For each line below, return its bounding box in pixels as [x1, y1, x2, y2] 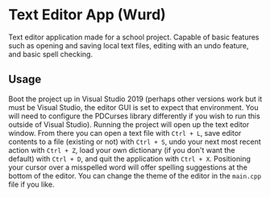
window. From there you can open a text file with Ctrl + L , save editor [8, 128, 242, 137]
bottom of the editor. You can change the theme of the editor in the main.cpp [8, 170, 262, 180]
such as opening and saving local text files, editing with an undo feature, [8, 40, 249, 50]
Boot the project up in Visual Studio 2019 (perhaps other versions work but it [8, 94, 263, 104]
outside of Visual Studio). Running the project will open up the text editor [8, 119, 250, 129]
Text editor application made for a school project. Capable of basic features [8, 32, 260, 42]
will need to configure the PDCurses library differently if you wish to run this [8, 111, 260, 121]
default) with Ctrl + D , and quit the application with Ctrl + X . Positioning [8, 154, 251, 163]
